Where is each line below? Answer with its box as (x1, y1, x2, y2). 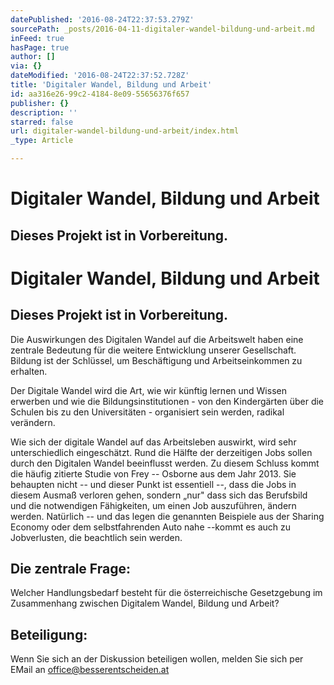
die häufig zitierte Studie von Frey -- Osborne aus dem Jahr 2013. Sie (10, 467, 297, 480)
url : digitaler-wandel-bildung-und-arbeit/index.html (10, 126, 240, 136)
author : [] (10, 52, 56, 62)
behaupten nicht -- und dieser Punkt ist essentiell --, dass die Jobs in (10, 478, 297, 490)
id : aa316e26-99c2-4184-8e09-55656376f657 (10, 89, 190, 99)
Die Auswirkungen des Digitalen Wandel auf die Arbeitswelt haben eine (10, 333, 304, 345)
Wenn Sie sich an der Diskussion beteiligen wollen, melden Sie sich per (10, 653, 304, 665)
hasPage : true (10, 42, 70, 53)
